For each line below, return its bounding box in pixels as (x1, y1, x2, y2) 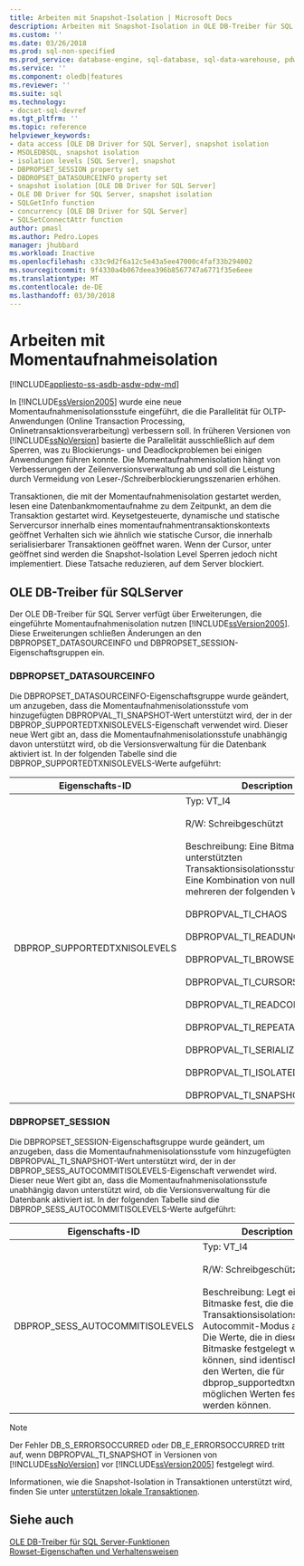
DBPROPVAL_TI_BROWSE (185, 952, 295, 965)
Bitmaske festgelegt (202, 1342, 288, 1354)
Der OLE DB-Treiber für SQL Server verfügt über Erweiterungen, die (9, 608, 262, 620)
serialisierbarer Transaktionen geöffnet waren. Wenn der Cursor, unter (9, 540, 271, 550)
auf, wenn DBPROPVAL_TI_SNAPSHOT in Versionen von (9, 1449, 218, 1460)
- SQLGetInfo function (9, 198, 95, 208)
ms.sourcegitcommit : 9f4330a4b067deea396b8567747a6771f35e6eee (9, 266, 253, 275)
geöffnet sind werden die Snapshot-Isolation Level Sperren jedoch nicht (9, 549, 278, 559)
